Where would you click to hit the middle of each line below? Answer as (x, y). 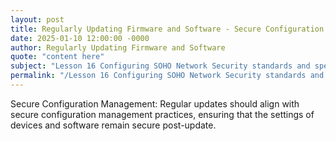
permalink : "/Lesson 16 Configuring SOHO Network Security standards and (167, 76)
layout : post (37, 19)
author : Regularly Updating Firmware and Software (118, 47)
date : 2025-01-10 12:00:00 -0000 (80, 38)
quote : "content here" (57, 57)
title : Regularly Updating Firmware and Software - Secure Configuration (167, 29)
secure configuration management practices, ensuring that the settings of (162, 114)
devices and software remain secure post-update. (113, 125)
